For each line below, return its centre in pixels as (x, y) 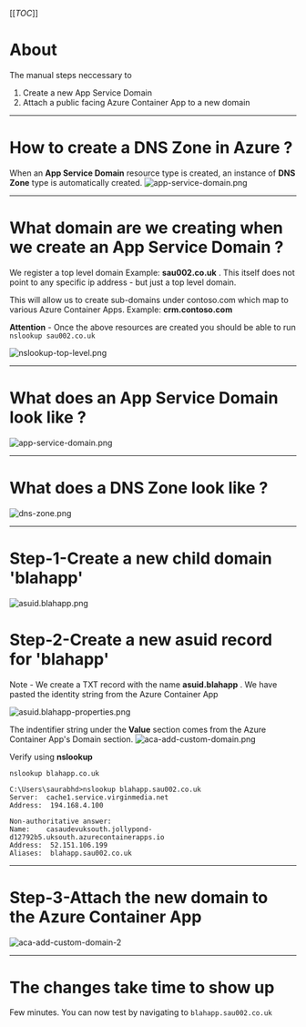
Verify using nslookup (51, 757)
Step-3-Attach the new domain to (139, 897)
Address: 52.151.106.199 (58, 845)
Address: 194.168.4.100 (56, 805)
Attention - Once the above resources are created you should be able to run (153, 327)
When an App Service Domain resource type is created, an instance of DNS (153, 173)
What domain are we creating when (147, 228)
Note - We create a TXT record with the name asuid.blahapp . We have (143, 684)
